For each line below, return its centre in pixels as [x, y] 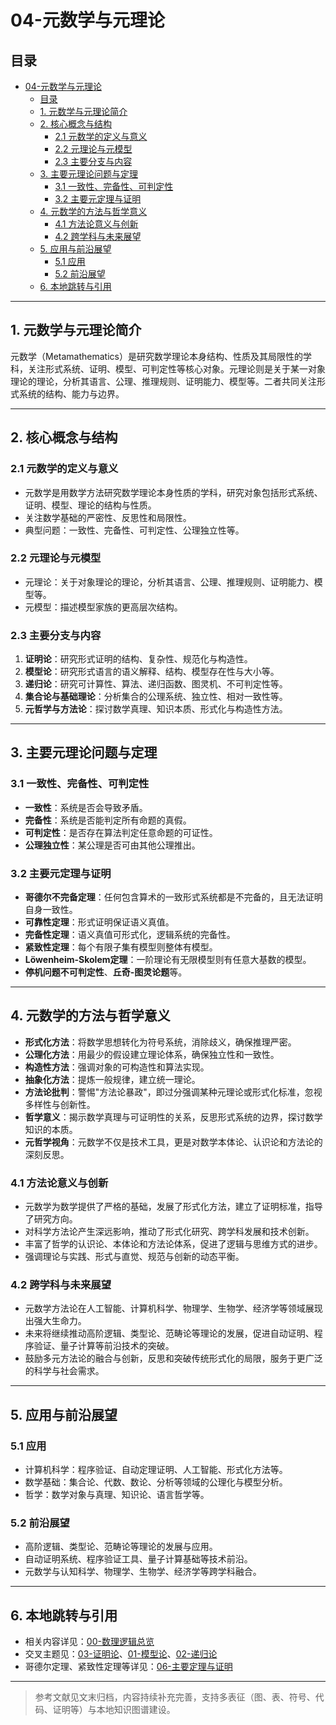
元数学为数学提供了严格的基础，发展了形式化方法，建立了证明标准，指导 [173, 1207]
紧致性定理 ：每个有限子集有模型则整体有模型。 [121, 947]
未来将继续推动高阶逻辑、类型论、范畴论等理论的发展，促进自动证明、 [169, 1333]
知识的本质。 [51, 1129]
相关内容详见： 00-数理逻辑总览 [89, 1642]
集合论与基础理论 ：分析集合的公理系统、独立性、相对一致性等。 [156, 697]
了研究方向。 [51, 1219]
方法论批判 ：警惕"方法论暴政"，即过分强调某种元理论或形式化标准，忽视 [173, 1092]
